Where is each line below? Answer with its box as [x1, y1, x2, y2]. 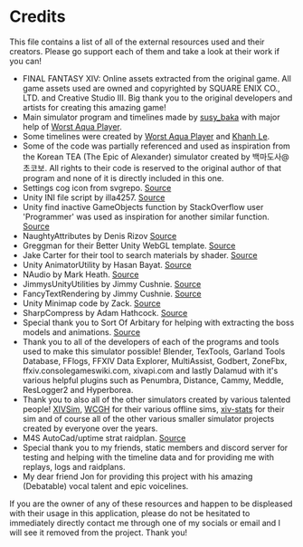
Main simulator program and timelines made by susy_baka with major [22, 111, 280, 122]
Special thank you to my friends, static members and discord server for [22, 442, 289, 453]
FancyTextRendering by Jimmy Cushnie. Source [22, 288, 202, 299]
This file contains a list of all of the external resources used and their [9, 36, 265, 47]
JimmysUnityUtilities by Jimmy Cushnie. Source [22, 278, 202, 289]
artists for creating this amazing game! [22, 101, 166, 112]
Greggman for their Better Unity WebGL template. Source [22, 240, 236, 251]
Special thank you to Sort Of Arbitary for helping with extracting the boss [22, 317, 295, 328]
